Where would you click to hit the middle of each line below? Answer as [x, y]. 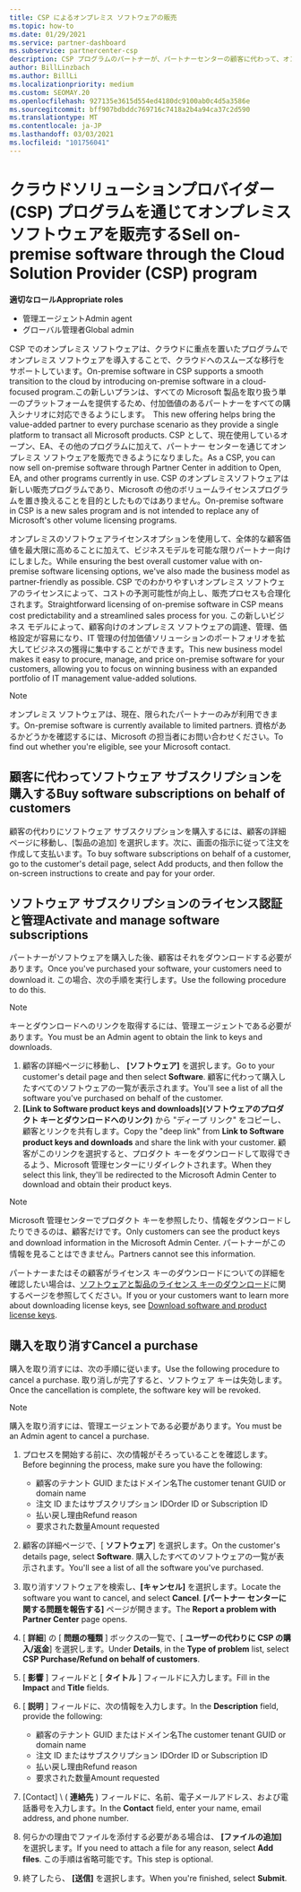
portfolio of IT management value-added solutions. [103, 678]
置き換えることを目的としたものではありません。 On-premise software [154, 500]
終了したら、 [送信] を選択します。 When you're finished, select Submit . [155, 1879]
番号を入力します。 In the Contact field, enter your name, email [146, 1809]
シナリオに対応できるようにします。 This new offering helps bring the [146, 414]
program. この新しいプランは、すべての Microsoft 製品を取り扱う [160, 392]
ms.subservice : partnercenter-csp [74, 51]
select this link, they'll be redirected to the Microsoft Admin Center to [149, 1175]
